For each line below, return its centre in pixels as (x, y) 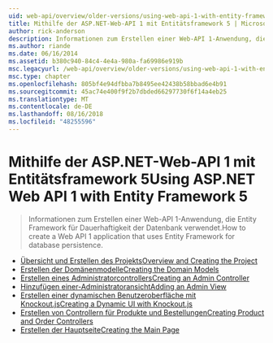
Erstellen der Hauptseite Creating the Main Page (100, 329)
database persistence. (66, 245)
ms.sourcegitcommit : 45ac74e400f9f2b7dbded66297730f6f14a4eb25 (118, 91)
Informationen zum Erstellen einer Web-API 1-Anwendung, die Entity (143, 219)
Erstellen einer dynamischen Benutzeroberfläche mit (108, 295)
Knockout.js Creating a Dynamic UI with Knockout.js (106, 304)
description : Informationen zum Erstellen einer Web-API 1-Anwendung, (130, 39)
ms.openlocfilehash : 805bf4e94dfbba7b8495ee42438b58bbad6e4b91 (118, 84)
